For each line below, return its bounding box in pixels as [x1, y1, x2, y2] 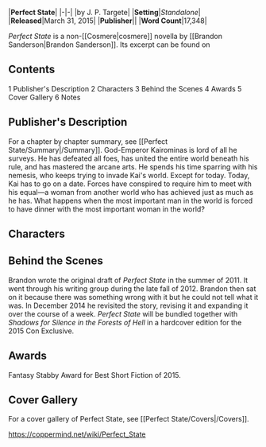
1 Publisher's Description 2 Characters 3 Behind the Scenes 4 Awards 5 [8, 84, 242, 93]
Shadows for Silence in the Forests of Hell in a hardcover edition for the [8, 317, 242, 327]
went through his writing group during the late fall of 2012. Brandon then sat [8, 283, 256, 293]
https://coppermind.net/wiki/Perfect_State [8, 430, 146, 439]
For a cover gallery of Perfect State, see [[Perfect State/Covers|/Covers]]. [8, 414, 249, 424]
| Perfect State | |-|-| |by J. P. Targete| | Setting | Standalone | [8, 8, 201, 17]
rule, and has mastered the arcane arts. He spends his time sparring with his [8, 161, 258, 171]
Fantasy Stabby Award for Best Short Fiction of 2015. [8, 370, 181, 379]
